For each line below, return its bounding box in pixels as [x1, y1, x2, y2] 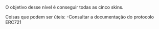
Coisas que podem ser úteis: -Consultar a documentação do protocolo [5, 14, 154, 19]
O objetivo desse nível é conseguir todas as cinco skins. [5, 4, 124, 10]
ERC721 [5, 19, 21, 25]
